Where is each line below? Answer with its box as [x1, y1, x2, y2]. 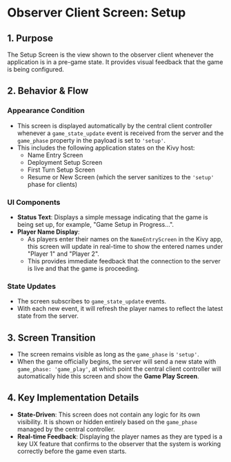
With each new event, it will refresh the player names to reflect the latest [17, 305, 223, 313]
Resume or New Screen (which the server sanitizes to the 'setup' [27, 172, 214, 181]
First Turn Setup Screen [27, 165, 95, 174]
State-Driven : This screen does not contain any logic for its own [17, 410, 201, 419]
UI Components [7, 197, 61, 207]
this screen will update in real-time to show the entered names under [27, 242, 223, 250]
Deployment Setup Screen [27, 158, 103, 166]
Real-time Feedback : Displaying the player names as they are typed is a [17, 432, 223, 441]
